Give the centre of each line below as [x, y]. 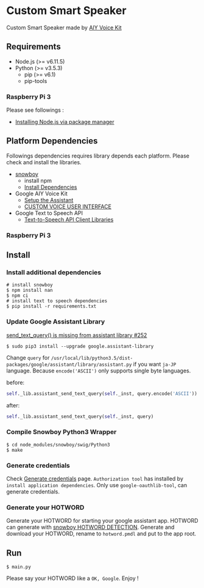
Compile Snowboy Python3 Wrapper [62, 432]
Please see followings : [35, 110]
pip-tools [36, 81]
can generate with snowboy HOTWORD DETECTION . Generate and [90, 527]
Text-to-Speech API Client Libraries [69, 219]
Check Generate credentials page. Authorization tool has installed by [95, 479]
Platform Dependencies [52, 141]
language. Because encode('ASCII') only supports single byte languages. [99, 371]
